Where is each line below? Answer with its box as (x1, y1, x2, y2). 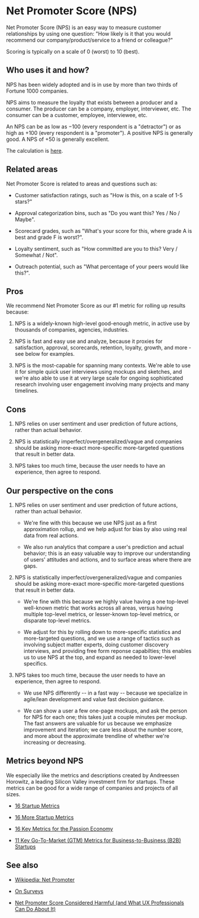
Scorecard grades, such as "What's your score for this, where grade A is (14, 227, 192, 234)
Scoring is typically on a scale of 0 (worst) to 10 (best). (6, 48, 140, 55)
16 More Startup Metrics (14, 813, 74, 821)
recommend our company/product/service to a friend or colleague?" (6, 36, 174, 43)
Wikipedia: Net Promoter (14, 876, 75, 883)
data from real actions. (23, 532, 79, 539)
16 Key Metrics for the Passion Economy (14, 825, 114, 832)
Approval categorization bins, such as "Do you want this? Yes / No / (14, 209, 180, 216)
